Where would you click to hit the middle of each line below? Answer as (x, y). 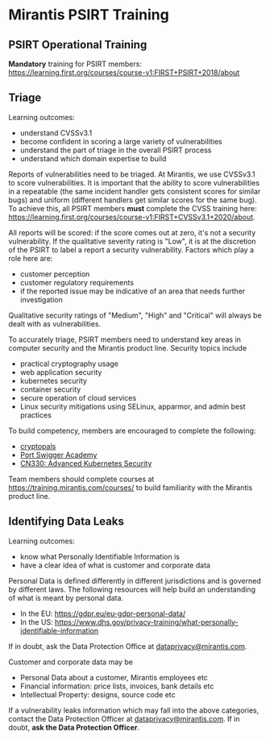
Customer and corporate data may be (71, 662)
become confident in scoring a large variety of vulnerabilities (121, 141)
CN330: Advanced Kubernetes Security (86, 463)
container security (50, 389)
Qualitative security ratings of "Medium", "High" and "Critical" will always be (135, 315)
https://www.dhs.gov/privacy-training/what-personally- (147, 622)
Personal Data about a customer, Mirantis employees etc (114, 677)
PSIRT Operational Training (78, 45)
